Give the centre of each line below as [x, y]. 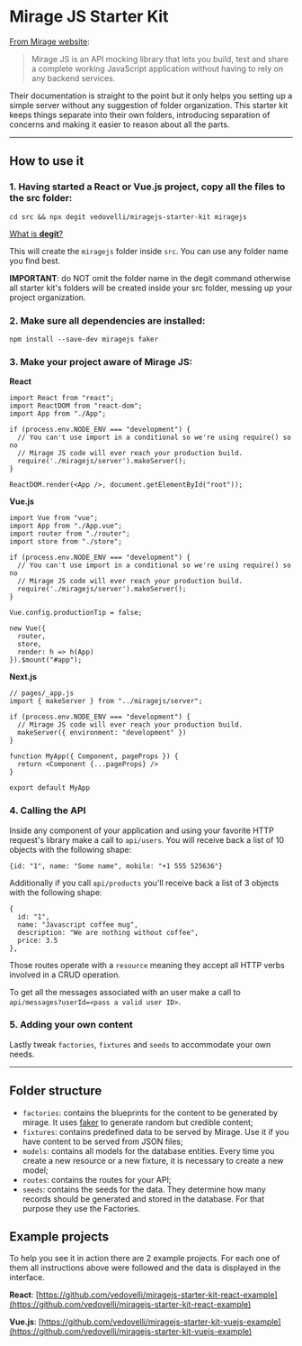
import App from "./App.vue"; [66, 526]
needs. [22, 1054]
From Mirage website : [49, 41]
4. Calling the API [48, 810]
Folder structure [56, 1091]
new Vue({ [28, 628]
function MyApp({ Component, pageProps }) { [94, 756]
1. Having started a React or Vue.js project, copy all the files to [147, 187]
